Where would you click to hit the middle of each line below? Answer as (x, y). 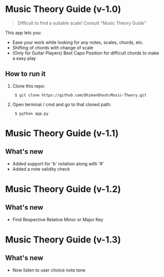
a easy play (24, 58)
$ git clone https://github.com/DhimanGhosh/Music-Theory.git (81, 95)
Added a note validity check (41, 169)
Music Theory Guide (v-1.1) (62, 133)
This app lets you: (23, 32)
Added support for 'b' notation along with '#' (58, 164)
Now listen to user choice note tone (49, 270)
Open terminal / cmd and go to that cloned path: (62, 104)
